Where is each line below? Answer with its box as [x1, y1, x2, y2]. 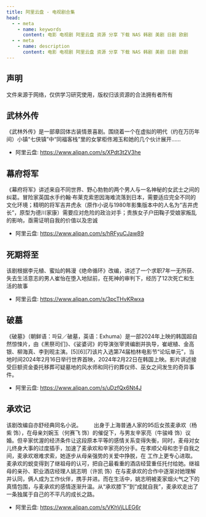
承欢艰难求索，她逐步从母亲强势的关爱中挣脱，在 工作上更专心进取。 [22, 452, 196, 459]
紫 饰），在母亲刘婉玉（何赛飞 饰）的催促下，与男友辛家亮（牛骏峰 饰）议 [6, 428, 191, 436]
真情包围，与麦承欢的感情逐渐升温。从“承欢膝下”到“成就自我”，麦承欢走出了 [6, 483, 199, 490]
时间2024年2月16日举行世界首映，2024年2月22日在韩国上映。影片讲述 [11, 355, 191, 363]
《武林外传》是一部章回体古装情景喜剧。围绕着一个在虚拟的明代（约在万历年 [6, 128, 200, 135]
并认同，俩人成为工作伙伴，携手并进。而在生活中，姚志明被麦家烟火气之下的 [6, 475, 200, 483]
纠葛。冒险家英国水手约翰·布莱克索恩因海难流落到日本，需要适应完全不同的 [6, 194, 196, 201]
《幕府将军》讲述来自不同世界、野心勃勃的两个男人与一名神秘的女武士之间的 [6, 186, 200, 194]
